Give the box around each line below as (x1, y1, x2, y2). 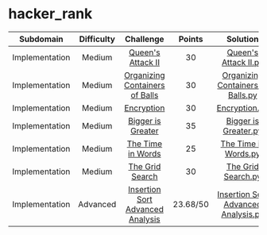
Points (178, 33, 203, 44)
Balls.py (227, 89, 257, 100)
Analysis (128, 214, 161, 225)
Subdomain (18, 33, 64, 44)
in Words (128, 148, 161, 159)
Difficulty (79, 33, 115, 44)
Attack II (129, 56, 161, 67)
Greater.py (222, 125, 263, 136)
